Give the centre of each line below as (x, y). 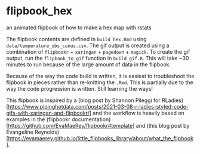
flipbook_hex (39, 11)
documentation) (91, 119)
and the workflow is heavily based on (139, 113)
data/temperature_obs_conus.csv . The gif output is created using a (88, 45)
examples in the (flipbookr (38, 119)
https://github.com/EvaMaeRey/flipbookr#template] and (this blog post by (99, 125)
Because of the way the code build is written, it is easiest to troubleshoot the (100, 76)
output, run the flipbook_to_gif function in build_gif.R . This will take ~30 (98, 58)
